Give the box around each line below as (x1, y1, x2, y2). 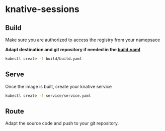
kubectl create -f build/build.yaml (5, 56, 82, 61)
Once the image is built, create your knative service (5, 83, 112, 89)
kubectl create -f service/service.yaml (5, 93, 92, 98)
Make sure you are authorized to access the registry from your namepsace (5, 37, 160, 43)
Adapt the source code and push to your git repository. (5, 120, 119, 126)
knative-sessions (5, 4, 79, 15)
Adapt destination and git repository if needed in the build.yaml (5, 47, 141, 52)
